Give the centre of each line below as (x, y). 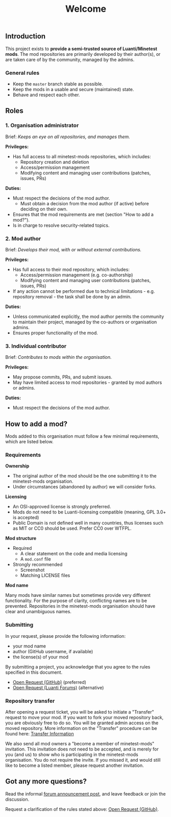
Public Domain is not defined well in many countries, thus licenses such (88, 523)
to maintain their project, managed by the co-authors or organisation (85, 322)
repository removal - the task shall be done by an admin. (72, 296)
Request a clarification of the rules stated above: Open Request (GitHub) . (82, 809)
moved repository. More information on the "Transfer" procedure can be (81, 728)
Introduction (26, 36)
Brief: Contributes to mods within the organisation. (58, 357)
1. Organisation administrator (42, 125)
